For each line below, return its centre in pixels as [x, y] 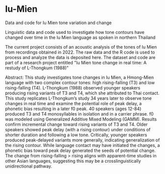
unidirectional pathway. [29, 166]
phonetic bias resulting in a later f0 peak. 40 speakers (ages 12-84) [73, 109]
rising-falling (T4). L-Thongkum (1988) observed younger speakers [73, 87]
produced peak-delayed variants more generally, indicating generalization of [82, 140]
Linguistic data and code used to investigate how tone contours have [75, 32]
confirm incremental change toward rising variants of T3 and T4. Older [77, 124]
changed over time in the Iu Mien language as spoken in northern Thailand [80, 37]
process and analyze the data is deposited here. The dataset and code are [80, 57]
